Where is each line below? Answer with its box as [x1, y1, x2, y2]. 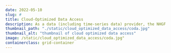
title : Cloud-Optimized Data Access [5, 17, 83, 22]
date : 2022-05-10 [5, 7, 42, 13]
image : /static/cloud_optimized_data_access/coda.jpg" [5, 36, 125, 41]
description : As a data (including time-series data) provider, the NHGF [5, 21, 166, 27]
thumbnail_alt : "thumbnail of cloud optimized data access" [5, 31, 137, 36]
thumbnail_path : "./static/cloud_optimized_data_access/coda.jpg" [5, 26, 150, 31]
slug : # [5, 12, 22, 17]
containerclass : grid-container [5, 40, 74, 45]
